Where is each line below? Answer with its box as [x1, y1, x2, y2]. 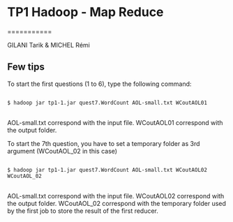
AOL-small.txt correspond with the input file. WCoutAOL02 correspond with [7, 191, 225, 200]
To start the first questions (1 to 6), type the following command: [7, 80, 192, 88]
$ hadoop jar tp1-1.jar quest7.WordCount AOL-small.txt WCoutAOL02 [7, 166, 208, 173]
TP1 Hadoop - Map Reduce [7, 4, 164, 20]
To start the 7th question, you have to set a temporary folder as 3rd [7, 139, 200, 147]
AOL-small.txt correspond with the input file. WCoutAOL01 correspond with [7, 118, 223, 126]
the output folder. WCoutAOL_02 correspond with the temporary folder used [7, 199, 227, 207]
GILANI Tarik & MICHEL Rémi [7, 40, 91, 49]
